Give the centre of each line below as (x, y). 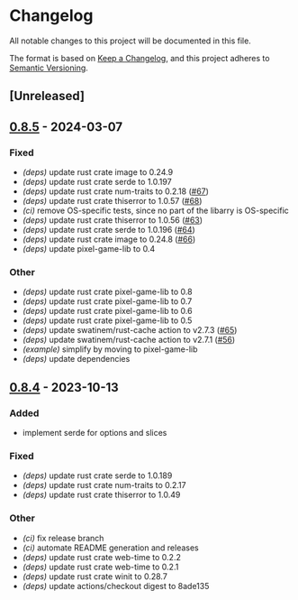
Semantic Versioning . (49, 68)
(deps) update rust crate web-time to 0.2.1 (100, 567)
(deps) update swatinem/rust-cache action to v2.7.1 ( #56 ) (129, 340)
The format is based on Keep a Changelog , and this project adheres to (140, 58)
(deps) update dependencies (76, 359)
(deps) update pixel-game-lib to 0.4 (89, 249)
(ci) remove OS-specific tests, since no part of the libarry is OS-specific (156, 211)
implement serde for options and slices (95, 433)
